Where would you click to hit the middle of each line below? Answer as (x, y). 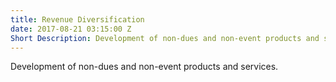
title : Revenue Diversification (77, 19)
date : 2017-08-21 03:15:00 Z (71, 29)
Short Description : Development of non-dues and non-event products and (165, 38)
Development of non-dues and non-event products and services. (144, 67)
